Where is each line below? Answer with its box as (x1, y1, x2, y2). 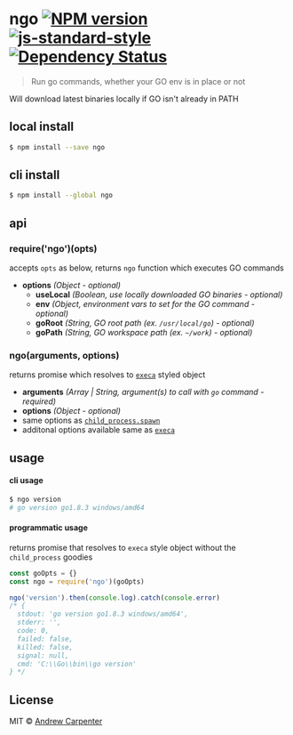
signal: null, (17, 650, 69, 660)
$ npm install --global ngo (9, 191, 114, 200)
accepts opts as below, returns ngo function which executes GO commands (9, 262, 284, 273)
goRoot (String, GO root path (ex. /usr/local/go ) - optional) (35, 318, 255, 328)
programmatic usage (9, 522, 89, 533)
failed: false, (17, 634, 74, 643)
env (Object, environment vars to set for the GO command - (35, 299, 256, 309)
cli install (9, 167, 60, 182)
